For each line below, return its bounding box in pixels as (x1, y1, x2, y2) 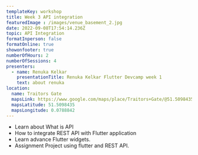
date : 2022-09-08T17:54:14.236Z (6, 25, 85, 31)
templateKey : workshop (6, 8, 62, 15)
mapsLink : (11, 96, 35, 102)
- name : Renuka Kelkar (11, 69, 67, 75)
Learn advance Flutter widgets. (14, 136, 91, 143)
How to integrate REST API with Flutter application (14, 130, 137, 137)
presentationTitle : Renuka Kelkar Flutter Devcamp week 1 (16, 74, 162, 80)
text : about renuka (16, 80, 65, 86)
